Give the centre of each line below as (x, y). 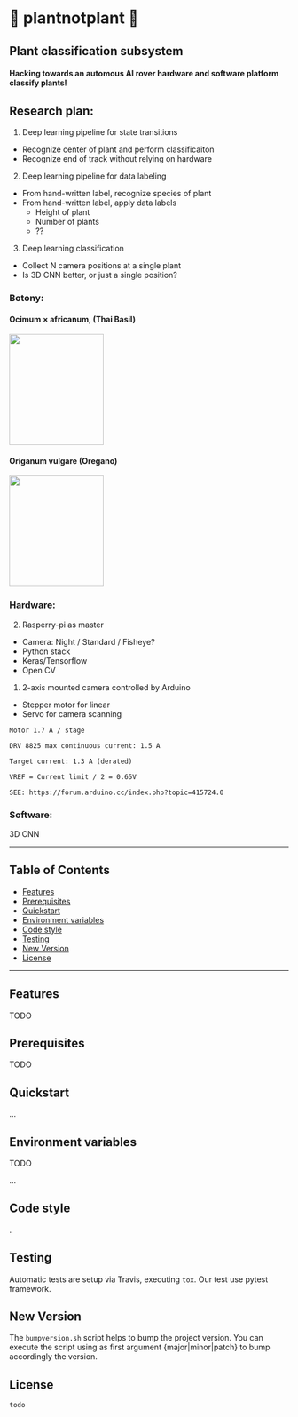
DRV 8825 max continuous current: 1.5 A (85, 745)
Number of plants (67, 221)
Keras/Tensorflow (55, 660)
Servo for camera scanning (72, 713)
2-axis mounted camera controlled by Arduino (106, 687)
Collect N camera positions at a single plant (102, 265)
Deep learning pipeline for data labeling (94, 176)
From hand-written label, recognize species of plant (117, 193)
